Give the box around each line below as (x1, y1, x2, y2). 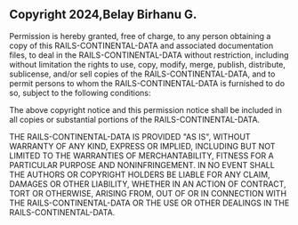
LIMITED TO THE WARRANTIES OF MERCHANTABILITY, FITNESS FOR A (9, 150, 274, 161)
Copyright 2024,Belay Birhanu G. (9, 7, 197, 22)
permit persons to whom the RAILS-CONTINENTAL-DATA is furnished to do (9, 77, 286, 88)
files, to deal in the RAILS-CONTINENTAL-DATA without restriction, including (9, 49, 289, 60)
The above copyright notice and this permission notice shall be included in (9, 104, 282, 115)
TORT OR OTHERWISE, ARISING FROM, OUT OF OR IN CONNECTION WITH (9, 188, 287, 198)
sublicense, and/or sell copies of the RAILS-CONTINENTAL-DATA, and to (9, 68, 276, 79)
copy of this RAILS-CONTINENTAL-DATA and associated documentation (9, 40, 274, 51)
